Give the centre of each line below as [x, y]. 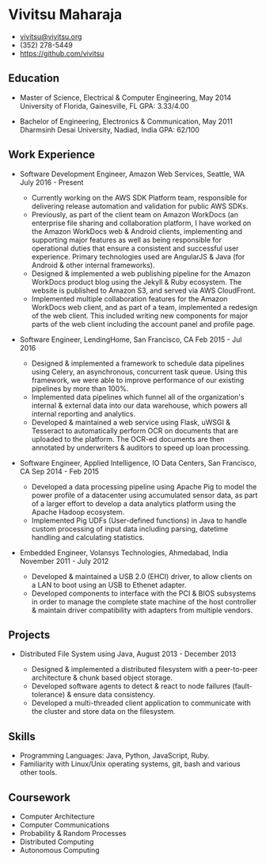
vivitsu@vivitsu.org [51, 36]
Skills [22, 736]
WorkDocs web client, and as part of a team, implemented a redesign [144, 307]
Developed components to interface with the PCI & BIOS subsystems [144, 593]
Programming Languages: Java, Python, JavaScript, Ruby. [114, 756]
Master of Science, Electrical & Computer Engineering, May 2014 [125, 98]
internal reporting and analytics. [84, 413]
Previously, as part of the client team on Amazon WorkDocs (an [135, 214]
